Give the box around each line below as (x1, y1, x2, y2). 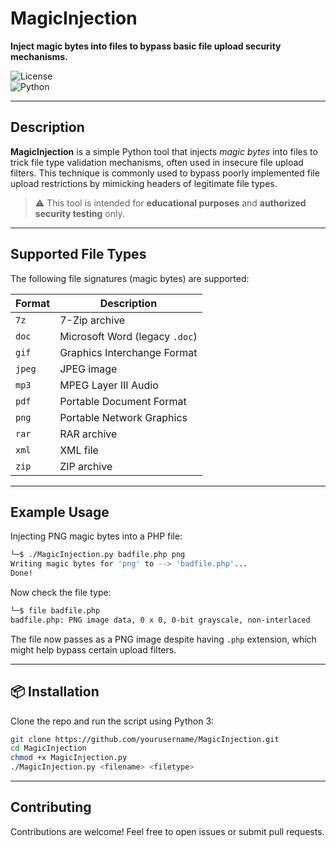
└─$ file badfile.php (10, 606, 101, 616)
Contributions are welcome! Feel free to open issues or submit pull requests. (10, 825, 325, 837)
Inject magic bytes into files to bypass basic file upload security (10, 40, 282, 52)
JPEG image (59, 362, 118, 376)
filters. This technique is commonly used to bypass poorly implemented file (10, 167, 320, 179)
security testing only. (34, 207, 125, 219)
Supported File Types (10, 246, 147, 263)
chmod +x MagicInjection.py (10, 753, 128, 763)
